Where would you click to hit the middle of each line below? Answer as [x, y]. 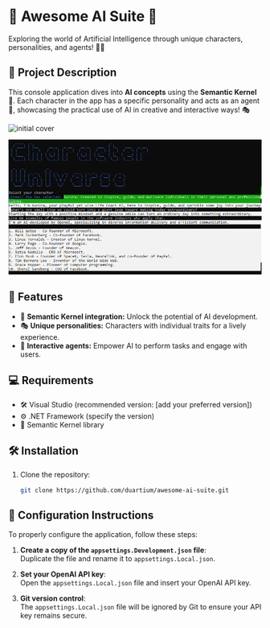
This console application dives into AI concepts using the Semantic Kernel [133, 92]
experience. [40, 337]
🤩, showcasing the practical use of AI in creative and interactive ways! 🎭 [129, 109]
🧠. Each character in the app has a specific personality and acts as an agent [134, 101]
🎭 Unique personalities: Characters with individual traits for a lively [133, 325]
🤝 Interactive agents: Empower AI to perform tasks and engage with [133, 345]
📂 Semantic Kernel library [62, 424]
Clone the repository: [55, 474]
